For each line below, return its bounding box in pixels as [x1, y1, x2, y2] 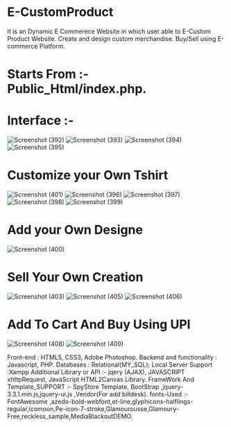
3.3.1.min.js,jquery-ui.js [7, 390, 73, 398]
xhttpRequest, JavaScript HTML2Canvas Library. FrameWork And [7, 375, 194, 383]
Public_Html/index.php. [7, 81, 147, 97]
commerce [7, 42, 38, 50]
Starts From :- [7, 67, 89, 82]
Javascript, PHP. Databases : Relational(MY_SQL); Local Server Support [7, 360, 213, 369]
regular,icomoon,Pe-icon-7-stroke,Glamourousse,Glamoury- [7, 404, 179, 413]
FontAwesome [7, 397, 49, 405]
